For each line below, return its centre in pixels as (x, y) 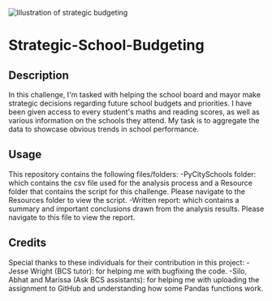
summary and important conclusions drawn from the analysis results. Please (136, 209)
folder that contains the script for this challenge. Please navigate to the (127, 191)
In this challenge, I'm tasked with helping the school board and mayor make (135, 95)
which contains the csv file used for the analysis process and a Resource (131, 183)
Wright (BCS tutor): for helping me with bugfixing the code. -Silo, (139, 271)
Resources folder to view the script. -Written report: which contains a (124, 200)
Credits (28, 243)
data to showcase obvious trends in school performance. (104, 129)
